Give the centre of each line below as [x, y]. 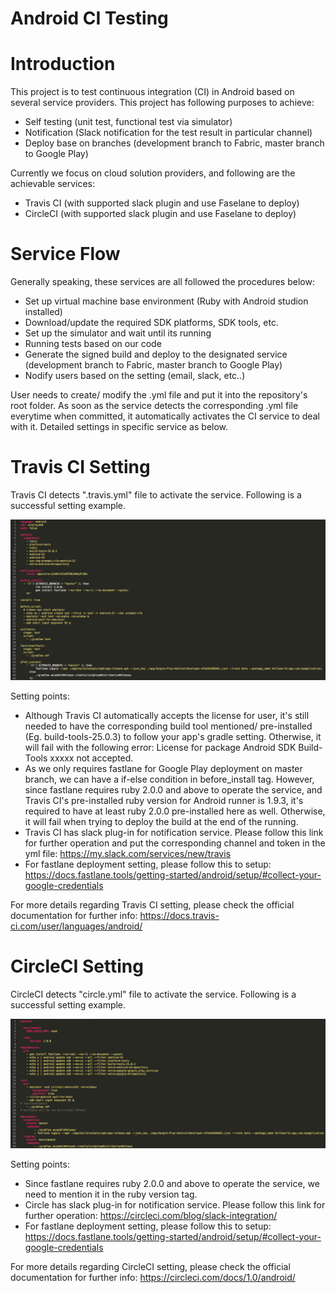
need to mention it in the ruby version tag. [111, 1194]
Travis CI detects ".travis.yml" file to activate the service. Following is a [156, 495]
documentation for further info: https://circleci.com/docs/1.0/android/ [153, 1277]
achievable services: [53, 184]
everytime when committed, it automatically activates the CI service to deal [165, 416]
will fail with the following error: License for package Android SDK [160, 747]
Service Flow [65, 254]
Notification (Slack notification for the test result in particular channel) [168, 133]
